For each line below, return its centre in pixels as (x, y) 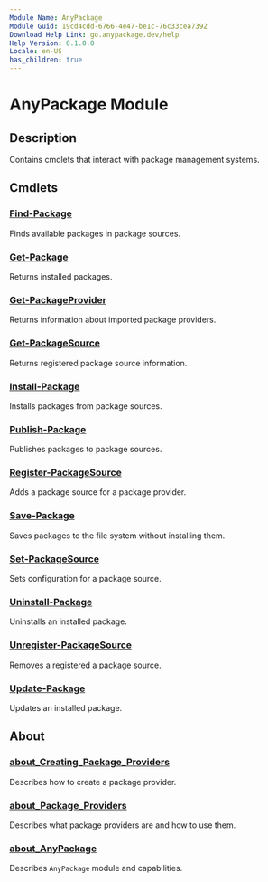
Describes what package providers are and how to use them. (123, 825)
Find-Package (41, 213)
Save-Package (42, 516)
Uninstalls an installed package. (69, 621)
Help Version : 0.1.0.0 (52, 43)
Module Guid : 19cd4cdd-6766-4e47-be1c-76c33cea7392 (108, 26)
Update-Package (47, 688)
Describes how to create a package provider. (93, 782)
